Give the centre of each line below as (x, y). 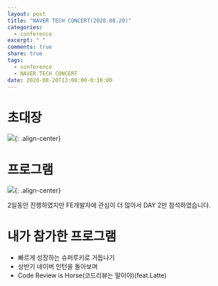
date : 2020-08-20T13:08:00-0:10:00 (60, 80)
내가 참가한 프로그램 (62, 237)
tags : (15, 60)
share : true (25, 54)
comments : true (30, 47)
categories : (25, 27)
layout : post (27, 14)
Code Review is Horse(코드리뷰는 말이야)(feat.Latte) (92, 275)
